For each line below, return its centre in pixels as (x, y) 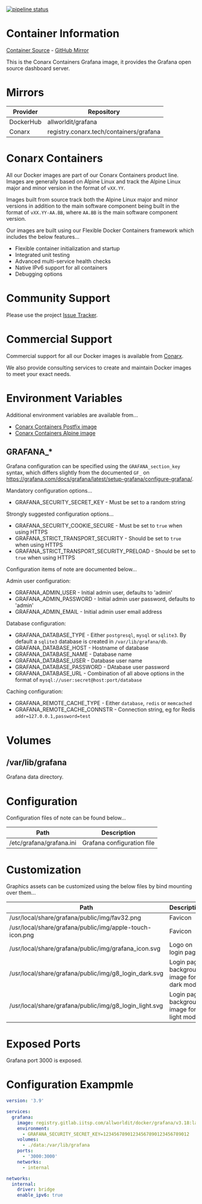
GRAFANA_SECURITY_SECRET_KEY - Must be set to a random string (100, 502)
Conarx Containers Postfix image (56, 427)
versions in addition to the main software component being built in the (93, 206)
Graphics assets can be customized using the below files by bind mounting (99, 886)
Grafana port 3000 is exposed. (44, 1060)
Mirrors (25, 93)
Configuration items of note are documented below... (72, 569)
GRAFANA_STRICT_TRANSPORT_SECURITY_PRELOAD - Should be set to (105, 551)
